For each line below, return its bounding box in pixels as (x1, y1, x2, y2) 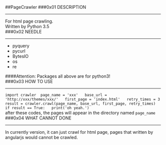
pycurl (12, 48, 26, 54)
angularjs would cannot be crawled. (5, 135, 78, 140)
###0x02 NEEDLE (5, 29, 42, 34)
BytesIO (12, 54, 29, 59)
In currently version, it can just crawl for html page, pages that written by (5, 129, 153, 135)
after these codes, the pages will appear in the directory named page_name (5, 110, 156, 116)
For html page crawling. (5, 18, 53, 24)
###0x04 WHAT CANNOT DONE (5, 115, 72, 121)
